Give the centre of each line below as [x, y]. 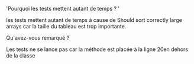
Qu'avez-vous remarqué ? [38, 38]
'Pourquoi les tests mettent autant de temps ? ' [63, 9]
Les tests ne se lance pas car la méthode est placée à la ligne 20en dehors [97, 49]
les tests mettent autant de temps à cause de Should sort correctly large [94, 20]
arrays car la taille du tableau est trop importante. [66, 26]
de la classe [21, 55]
